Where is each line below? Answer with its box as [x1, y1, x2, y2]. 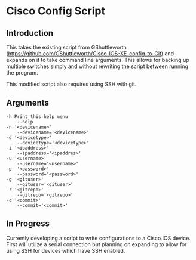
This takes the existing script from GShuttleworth [6, 44, 127, 51]
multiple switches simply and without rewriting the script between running [6, 63, 188, 70]
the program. [6, 69, 38, 76]
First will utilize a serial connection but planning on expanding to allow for [6, 240, 187, 248]
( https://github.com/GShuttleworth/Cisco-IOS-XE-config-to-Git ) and [6, 50, 174, 57]
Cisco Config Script [6, 4, 106, 18]
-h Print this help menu [6, 113, 68, 120]
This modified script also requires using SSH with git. [6, 81, 137, 88]
